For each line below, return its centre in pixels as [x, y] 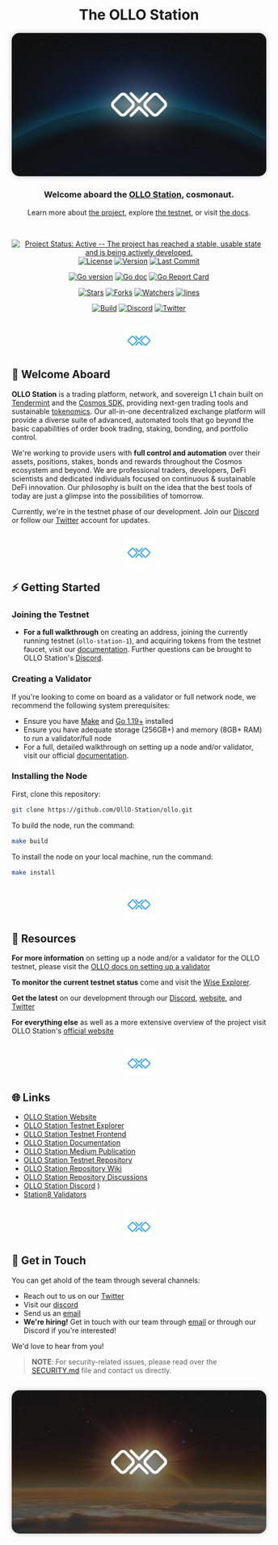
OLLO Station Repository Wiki [72, 1168]
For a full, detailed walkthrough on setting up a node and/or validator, [138, 747]
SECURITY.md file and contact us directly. [101, 1370]
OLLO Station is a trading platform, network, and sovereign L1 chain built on [137, 394]
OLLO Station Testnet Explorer [74, 1126]
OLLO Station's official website [63, 1031]
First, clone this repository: [56, 794]
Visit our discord [51, 1305]
